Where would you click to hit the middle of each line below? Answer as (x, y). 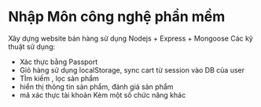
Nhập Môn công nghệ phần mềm (117, 17)
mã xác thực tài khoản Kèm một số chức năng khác (103, 95)
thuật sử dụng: (32, 46)
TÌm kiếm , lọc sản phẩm (59, 78)
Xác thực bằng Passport (59, 62)
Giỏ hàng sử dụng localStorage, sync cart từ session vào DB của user (132, 70)
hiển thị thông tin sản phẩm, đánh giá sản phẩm (96, 87)
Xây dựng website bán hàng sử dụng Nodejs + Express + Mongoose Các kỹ (130, 38)
